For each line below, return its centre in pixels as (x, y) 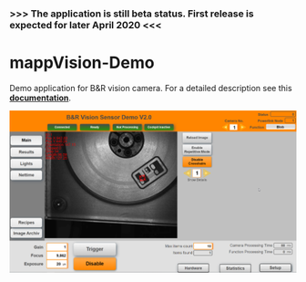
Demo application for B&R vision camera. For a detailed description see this (151, 88)
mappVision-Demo (82, 63)
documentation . (40, 98)
